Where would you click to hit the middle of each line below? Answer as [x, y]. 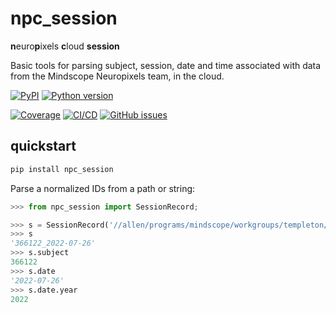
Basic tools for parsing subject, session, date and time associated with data [166, 65]
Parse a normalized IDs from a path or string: [103, 188]
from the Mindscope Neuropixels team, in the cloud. [117, 76]
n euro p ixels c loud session [65, 46]
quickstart [43, 146]
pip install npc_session [62, 169]
